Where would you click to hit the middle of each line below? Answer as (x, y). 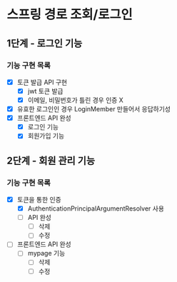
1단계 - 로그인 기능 (45, 43)
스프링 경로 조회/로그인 (70, 15)
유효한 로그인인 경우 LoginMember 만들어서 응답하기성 (93, 109)
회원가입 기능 (46, 136)
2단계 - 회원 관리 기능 (51, 160)
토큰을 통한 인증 (39, 200)
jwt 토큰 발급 (45, 91)
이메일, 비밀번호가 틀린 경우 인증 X (76, 100)
